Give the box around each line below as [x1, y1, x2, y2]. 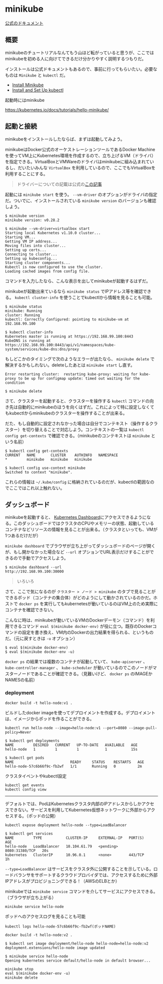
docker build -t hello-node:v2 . [5, 932, 73, 937]
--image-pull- [129, 725, 158, 730]
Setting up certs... [5, 247, 47, 252]
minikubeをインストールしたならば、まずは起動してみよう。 [5, 136, 125, 142]
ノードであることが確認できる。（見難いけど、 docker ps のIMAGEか [17, 671, 153, 677]
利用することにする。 [5, 170, 48, 176]
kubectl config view [5, 787, 47, 792]
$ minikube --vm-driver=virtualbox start [5, 226, 90, 231]
